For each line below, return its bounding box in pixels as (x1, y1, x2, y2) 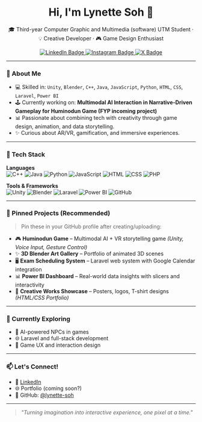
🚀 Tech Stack (6, 150, 46, 159)
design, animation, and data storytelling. (14, 123, 115, 130)
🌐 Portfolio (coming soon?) (14, 385, 82, 392)
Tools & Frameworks (6, 182, 58, 189)
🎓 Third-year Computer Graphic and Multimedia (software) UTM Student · (8, 25, 194, 33)
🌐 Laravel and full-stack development (14, 335, 109, 342)
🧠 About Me (6, 69, 41, 78)
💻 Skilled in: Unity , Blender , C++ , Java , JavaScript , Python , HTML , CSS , (14, 84, 183, 91)
